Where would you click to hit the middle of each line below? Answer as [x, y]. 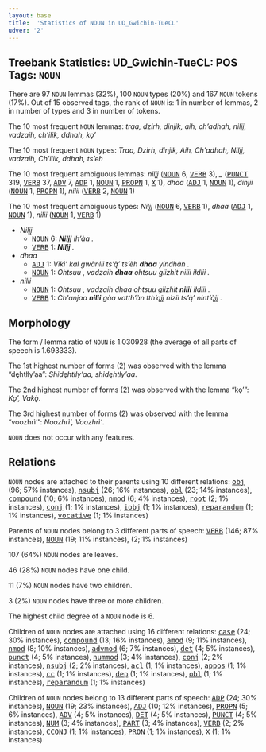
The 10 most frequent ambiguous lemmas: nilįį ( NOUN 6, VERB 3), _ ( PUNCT [128, 174]
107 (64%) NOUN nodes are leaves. [63, 554]
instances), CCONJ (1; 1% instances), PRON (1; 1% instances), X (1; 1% [120, 731]
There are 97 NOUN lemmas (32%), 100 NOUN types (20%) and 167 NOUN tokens [133, 94]
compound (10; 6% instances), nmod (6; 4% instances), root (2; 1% [118, 498]
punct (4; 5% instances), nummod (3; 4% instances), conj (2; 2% [116, 657]
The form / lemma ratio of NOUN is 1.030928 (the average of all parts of [122, 342]
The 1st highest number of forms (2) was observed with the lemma [117, 366]
